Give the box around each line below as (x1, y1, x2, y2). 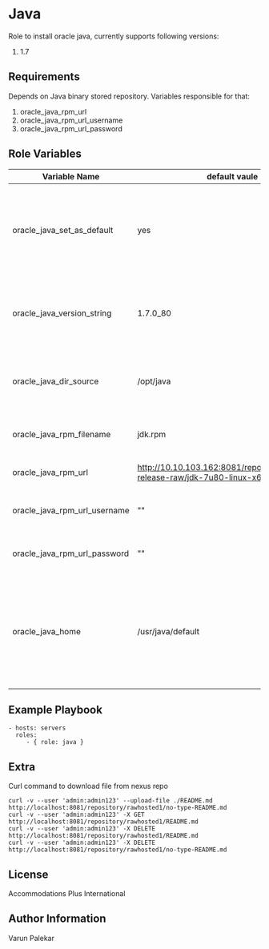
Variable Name (42, 171, 100, 182)
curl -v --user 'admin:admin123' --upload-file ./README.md (8, 797, 214, 805)
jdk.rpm (137, 428, 167, 440)
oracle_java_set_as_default (12, 224, 114, 235)
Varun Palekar (8, 933, 54, 943)
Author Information (8, 912, 106, 926)
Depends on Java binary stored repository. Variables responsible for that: (8, 91, 251, 101)
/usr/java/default (137, 625, 200, 637)
